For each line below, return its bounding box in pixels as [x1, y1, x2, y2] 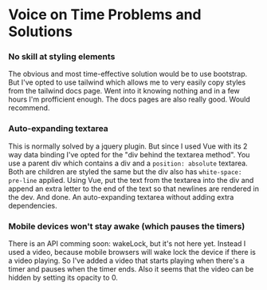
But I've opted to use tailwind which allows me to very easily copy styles [8, 77, 246, 87]
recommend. [8, 103, 50, 113]
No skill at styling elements [8, 51, 116, 62]
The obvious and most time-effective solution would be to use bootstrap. [8, 70, 248, 79]
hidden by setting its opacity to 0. [8, 273, 118, 283]
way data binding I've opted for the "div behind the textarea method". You [8, 149, 250, 159]
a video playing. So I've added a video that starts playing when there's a [8, 256, 245, 265]
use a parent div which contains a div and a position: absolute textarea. [8, 158, 249, 168]
